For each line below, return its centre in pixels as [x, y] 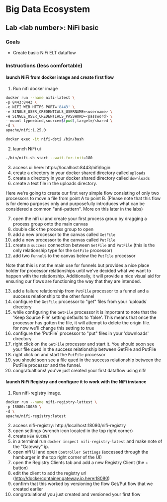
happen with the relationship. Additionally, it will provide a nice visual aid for [83, 276]
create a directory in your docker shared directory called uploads [79, 173]
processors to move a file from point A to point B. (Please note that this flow [83, 198]
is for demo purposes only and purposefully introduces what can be [75, 204]
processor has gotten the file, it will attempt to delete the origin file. [82, 322]
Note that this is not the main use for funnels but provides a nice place [78, 265]
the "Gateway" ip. [31, 447]
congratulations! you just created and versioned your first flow [77, 495]
